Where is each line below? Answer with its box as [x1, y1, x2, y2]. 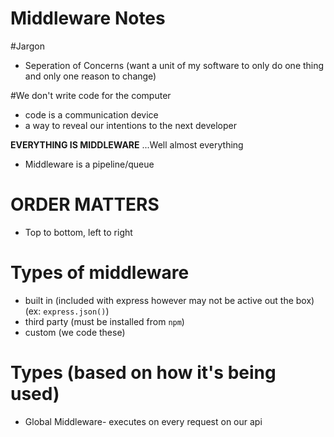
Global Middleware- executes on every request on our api [24, 415, 263, 427]
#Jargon [10, 40, 46, 52]
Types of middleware [10, 262, 190, 284]
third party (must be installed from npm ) [24, 315, 185, 327]
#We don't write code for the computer [10, 89, 172, 101]
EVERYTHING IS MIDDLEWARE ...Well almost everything [10, 138, 244, 151]
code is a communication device [24, 108, 159, 121]
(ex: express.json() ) [24, 305, 110, 317]
